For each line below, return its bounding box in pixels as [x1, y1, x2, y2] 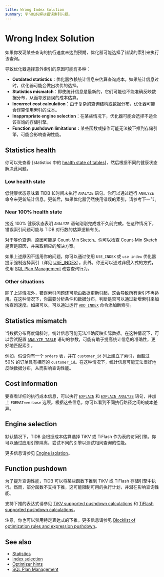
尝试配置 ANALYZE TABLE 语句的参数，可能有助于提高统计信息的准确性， [9, 336, 151, 342]
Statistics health [5, 146, 56, 154]
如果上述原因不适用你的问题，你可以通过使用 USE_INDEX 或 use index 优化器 [5, 253, 156, 259]
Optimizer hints [12, 561, 43, 567]
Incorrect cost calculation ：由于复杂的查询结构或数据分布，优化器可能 [12, 101, 155, 107]
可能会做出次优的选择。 [33, 83, 81, 89]
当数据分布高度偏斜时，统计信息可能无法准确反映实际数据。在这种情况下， [5, 330, 155, 336]
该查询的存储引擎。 [12, 119, 51, 125]
